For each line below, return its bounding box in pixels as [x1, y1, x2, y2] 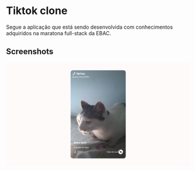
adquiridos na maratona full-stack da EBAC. [6, 29, 112, 36]
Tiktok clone [6, 4, 68, 18]
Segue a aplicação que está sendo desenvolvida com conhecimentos [6, 23, 173, 30]
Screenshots [6, 47, 54, 57]
